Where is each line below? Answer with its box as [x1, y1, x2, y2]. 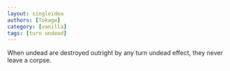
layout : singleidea [7, 10, 64, 17]
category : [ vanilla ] [7, 23, 68, 30]
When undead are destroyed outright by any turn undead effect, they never [7, 49, 224, 57]
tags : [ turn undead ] [7, 29, 68, 37]
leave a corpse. [7, 56, 52, 65]
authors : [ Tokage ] [7, 17, 61, 24]
